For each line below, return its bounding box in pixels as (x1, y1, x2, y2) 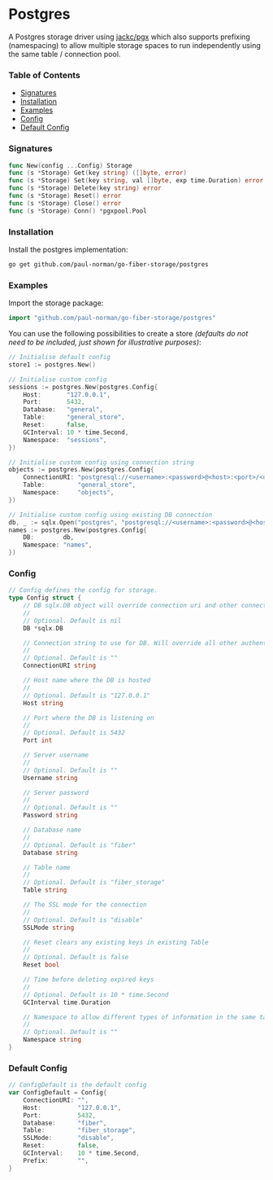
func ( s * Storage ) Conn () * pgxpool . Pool (8, 207, 148, 215)
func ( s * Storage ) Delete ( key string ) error (8, 184, 162, 192)
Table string (23, 886, 67, 894)
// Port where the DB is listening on (23, 713, 154, 722)
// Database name (23, 826, 82, 835)
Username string (23, 774, 79, 782)
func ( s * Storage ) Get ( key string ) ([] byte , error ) (8, 169, 187, 178)
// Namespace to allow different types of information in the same (23, 1013, 256, 1021)
